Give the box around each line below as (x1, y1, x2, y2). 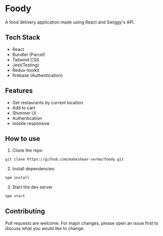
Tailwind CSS (12, 57, 39, 63)
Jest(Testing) (12, 62, 39, 68)
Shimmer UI (12, 110, 36, 116)
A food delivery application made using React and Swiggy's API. (5, 19, 135, 25)
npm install (5, 175, 29, 180)
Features (5, 87, 33, 95)
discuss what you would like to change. (5, 225, 85, 231)
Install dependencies (12, 166, 55, 172)
